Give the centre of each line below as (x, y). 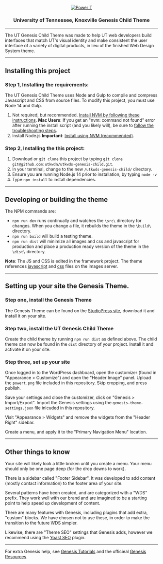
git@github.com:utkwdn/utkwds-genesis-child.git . (63, 164)
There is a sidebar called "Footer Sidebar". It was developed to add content (80, 478)
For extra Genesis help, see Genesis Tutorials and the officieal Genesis (76, 552)
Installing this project (38, 71)
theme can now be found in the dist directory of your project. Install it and (79, 344)
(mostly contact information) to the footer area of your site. (64, 483)
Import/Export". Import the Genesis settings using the (58, 403)
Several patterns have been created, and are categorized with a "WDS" (76, 493)
